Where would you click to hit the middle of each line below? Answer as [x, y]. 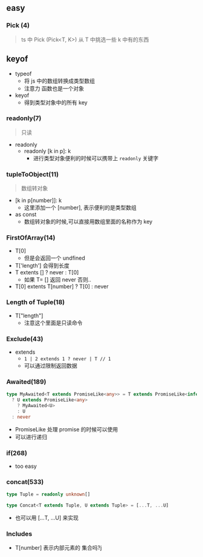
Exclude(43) [25, 339]
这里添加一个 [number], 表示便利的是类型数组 [80, 208]
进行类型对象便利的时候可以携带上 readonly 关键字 [96, 158]
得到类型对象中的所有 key [56, 102]
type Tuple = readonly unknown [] [48, 495]
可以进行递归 [31, 437]
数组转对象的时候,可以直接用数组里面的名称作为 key [88, 221]
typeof [23, 73]
